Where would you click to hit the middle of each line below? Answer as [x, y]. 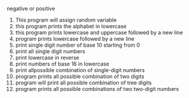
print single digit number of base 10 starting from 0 [78, 45]
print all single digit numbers [50, 51]
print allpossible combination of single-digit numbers [80, 70]
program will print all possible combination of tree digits [84, 83]
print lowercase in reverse [47, 58]
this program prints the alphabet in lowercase [71, 26]
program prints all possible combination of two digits [80, 76]
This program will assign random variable [66, 20]
